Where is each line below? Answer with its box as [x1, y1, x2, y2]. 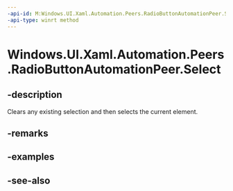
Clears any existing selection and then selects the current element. [7, 107, 198, 115]
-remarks [7, 127, 49, 139]
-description [7, 89, 62, 101]
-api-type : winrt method [7, 17, 79, 24]
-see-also [7, 174, 51, 186]
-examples [7, 151, 55, 163]
